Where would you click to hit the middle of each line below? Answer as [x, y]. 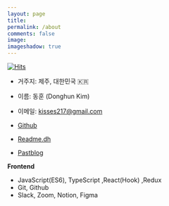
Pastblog [30, 153]
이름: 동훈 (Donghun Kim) [54, 96]
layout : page [26, 14]
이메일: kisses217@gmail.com [60, 111]
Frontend [21, 166]
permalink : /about [34, 27]
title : [17, 20]
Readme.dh [34, 139]
